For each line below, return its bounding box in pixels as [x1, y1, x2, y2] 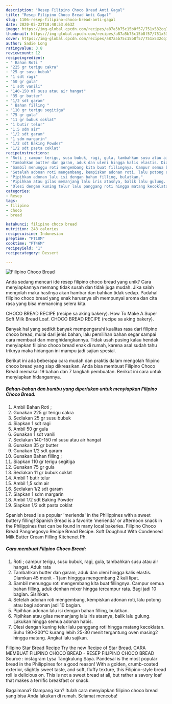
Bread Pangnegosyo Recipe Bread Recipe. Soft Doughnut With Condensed [6, 529, 163, 535]
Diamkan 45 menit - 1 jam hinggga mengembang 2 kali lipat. [13, 575, 139, 581]
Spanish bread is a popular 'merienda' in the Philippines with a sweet [6, 512, 151, 518]
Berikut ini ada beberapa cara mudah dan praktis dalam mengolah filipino [6, 357, 160, 364]
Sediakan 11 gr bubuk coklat [13, 470, 72, 476]
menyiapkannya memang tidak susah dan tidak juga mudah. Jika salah [6, 284, 154, 290]
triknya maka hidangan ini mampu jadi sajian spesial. [6, 348, 116, 354]
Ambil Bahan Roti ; [13, 404, 52, 410]
